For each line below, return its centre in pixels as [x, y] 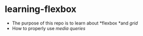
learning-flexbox [41, 9]
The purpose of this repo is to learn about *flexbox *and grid [75, 23]
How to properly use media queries [49, 28]
